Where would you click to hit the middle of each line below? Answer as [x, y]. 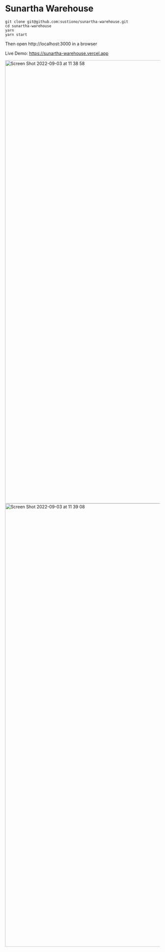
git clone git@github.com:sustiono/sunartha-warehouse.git [67, 22]
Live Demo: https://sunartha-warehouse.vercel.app [57, 53]
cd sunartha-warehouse [28, 26]
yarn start [16, 34]
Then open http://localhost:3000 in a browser [51, 44]
